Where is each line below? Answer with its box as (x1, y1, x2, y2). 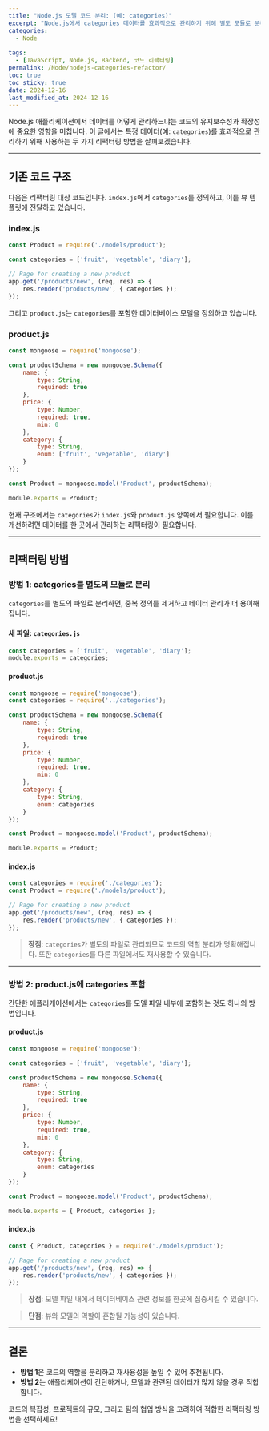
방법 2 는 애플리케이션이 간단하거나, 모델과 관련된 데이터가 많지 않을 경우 (19, 1377, 244, 1387)
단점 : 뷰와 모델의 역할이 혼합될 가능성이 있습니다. (27, 1311, 180, 1321)
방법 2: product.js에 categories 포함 (8, 979, 146, 990)
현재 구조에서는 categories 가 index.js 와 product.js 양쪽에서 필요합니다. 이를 (8, 509, 254, 519)
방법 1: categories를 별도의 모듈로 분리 (8, 578, 151, 589)
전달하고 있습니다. (29, 203, 86, 212)
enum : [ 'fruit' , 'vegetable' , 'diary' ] (37, 450, 171, 459)
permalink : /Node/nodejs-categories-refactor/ (8, 64, 167, 72)
